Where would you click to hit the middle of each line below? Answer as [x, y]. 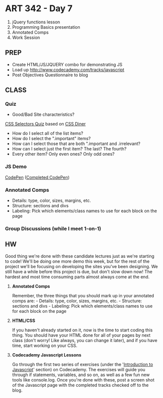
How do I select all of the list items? [48, 133]
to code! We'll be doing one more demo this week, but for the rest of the [77, 261]
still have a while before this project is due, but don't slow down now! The [79, 271]
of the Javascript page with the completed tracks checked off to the [80, 385]
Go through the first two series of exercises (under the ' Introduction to [82, 364]
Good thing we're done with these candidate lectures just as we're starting [80, 256]
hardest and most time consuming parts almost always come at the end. [77, 277]
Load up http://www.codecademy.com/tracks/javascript [68, 70]
